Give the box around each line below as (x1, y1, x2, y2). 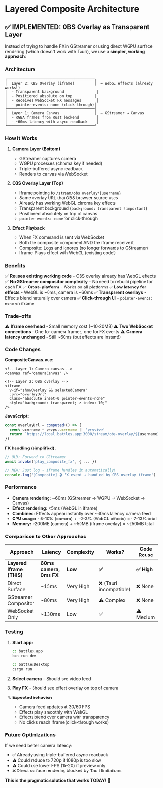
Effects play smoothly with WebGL (19, 709, 88, 715)
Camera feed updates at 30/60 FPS (19, 704, 91, 710)
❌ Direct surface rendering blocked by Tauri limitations (12, 768, 122, 774)
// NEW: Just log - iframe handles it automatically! (5, 468, 116, 473)
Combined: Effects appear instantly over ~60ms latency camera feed (12, 510, 151, 516)
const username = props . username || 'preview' (9, 427, 105, 432)
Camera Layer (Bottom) (12, 146, 61, 152)
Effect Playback (12, 225, 45, 231)
